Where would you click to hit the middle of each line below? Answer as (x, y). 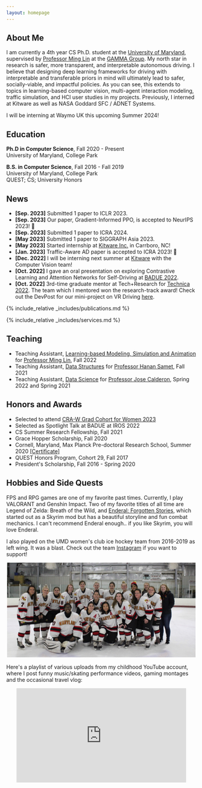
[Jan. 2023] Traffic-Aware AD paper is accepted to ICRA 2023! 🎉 (96, 252)
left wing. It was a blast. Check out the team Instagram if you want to (91, 548)
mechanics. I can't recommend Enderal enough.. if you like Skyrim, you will (99, 523)
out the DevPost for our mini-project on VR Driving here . (85, 297)
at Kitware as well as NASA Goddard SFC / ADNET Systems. (81, 104)
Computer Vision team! (43, 265)
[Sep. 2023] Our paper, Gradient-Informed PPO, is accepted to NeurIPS (104, 220)
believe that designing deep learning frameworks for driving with (87, 72)
